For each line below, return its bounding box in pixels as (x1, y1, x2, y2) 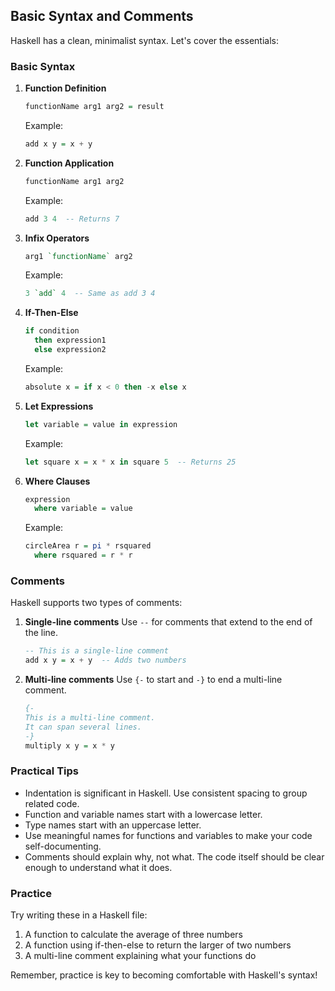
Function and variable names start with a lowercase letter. (24, 808, 263, 820)
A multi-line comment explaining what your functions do (24, 950, 257, 962)
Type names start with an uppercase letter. (24, 819, 202, 831)
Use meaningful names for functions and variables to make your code (24, 829, 313, 841)
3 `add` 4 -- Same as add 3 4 (24, 289, 156, 299)
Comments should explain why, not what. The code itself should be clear (24, 850, 325, 863)
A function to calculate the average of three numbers (24, 929, 243, 941)
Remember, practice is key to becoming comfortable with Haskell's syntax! (10, 969, 318, 981)
